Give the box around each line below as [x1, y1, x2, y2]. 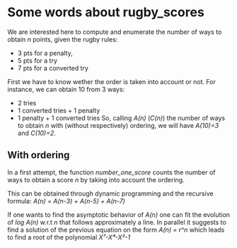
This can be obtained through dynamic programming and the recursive [7, 189, 214, 198]
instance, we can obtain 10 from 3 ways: [7, 85, 125, 93]
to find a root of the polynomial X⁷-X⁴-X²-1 [7, 232, 131, 241]
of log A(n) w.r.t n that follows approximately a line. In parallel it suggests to [7, 218, 226, 226]
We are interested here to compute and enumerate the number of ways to [7, 28, 222, 36]
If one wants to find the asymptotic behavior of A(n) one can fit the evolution [7, 210, 231, 219]
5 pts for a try [17, 56, 58, 64]
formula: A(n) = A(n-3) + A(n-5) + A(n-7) [7, 196, 126, 205]
